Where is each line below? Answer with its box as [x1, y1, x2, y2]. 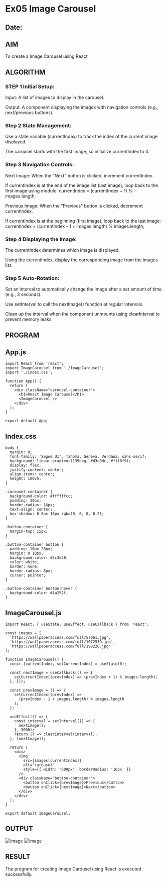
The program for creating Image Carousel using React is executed [5, 865, 141, 872]
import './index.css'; [5, 370, 53, 375]
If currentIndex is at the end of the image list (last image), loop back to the [5, 182, 158, 188]
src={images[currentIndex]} [23, 758, 82, 763]
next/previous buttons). [5, 110, 54, 116]
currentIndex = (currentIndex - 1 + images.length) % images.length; [5, 223, 144, 229]
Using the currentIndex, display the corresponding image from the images [5, 257, 158, 263]
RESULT [5, 852, 31, 861]
